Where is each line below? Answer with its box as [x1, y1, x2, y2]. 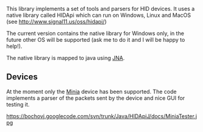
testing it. [6, 101, 30, 108]
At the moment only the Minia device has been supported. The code [6, 88, 177, 95]
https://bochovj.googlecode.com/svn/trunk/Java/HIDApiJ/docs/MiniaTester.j [6, 112, 198, 120]
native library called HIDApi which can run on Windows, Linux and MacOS [6, 12, 191, 19]
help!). [6, 42, 22, 50]
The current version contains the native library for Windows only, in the [6, 30, 184, 37]
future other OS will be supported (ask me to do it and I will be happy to [6, 36, 185, 43]
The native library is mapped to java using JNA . [6, 54, 125, 61]
